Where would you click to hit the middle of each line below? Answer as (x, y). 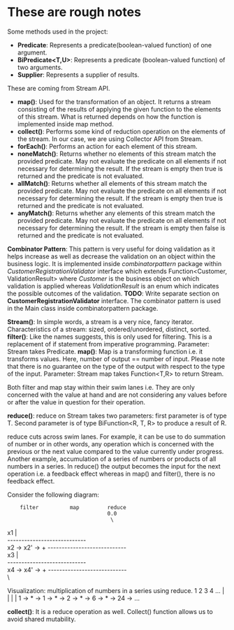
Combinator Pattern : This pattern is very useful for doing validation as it (111, 249)
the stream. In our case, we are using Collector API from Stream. (110, 139)
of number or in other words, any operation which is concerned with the (111, 444)
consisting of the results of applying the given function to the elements (119, 109)
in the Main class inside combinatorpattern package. (83, 308)
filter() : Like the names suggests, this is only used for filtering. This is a (110, 337)
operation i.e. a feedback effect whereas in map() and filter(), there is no (111, 474)
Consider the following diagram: (53, 495)
